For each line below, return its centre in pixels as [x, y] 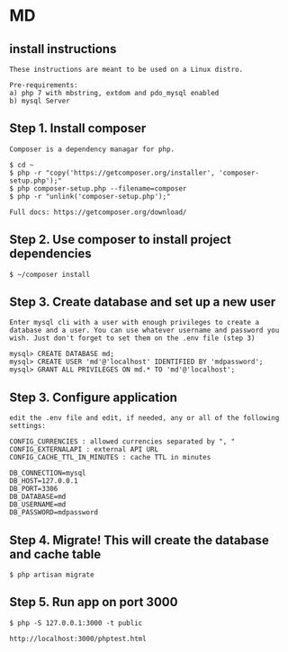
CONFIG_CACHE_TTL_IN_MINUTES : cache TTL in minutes [110, 458]
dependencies [50, 254]
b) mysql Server [40, 101]
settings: [28, 426]
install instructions [63, 49]
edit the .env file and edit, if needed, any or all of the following [144, 418]
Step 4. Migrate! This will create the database [139, 540]
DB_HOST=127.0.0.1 [44, 481]
